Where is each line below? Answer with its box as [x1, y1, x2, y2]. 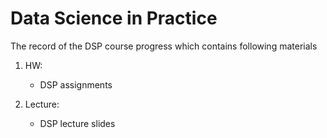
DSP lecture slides [39, 117, 116, 129]
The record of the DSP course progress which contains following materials [10, 40, 318, 52]
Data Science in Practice [10, 7, 218, 30]
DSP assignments [39, 78, 113, 91]
